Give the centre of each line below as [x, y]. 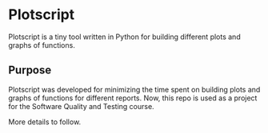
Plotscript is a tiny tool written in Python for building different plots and [125, 37]
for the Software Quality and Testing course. [81, 106]
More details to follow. [45, 122]
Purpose [30, 70]
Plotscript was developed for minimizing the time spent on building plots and [134, 89]
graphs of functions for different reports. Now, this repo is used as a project [133, 98]
